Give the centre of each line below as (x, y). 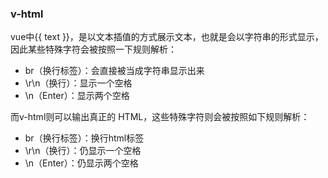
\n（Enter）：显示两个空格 (77, 96)
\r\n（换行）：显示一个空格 (78, 83)
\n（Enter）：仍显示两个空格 (81, 163)
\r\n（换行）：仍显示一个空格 (83, 151)
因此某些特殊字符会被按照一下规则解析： (93, 49)
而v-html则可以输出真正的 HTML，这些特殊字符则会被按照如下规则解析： (160, 117)
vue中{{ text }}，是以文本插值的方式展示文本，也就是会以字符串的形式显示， (167, 37)
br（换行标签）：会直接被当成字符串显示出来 (114, 71)
